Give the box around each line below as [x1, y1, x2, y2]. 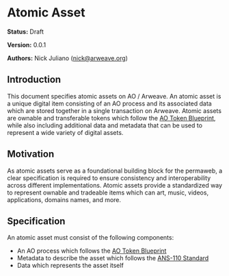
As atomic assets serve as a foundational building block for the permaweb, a [7, 166, 223, 175]
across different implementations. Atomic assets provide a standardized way [7, 181, 223, 189]
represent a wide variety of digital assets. [7, 128, 124, 136]
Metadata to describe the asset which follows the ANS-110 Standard [16, 254, 209, 262]
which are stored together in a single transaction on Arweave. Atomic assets [7, 106, 222, 114]
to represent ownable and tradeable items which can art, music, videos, [7, 188, 209, 197]
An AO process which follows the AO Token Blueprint [16, 247, 167, 255]
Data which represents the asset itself [16, 262, 124, 270]
